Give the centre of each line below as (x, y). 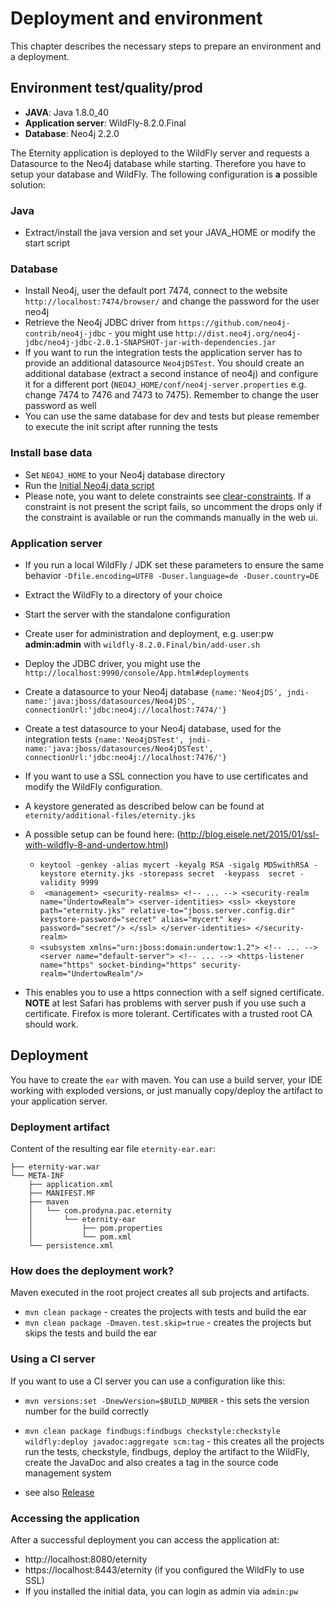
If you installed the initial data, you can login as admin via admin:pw (161, 1591)
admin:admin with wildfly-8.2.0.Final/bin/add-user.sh (142, 644)
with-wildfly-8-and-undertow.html (95, 844)
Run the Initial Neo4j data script (89, 485)
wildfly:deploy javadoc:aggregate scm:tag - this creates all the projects (174, 1441)
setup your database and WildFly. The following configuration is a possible (164, 174)
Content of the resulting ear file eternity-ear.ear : (113, 1149)
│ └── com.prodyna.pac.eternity (100, 1211)
